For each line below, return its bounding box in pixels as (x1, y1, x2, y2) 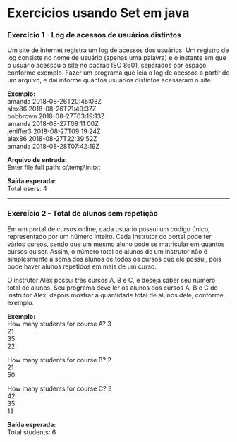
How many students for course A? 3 (7, 319, 111, 328)
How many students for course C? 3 (7, 384, 112, 393)
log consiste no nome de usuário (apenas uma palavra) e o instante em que (7, 54, 227, 62)
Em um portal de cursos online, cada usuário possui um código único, (7, 224, 210, 233)
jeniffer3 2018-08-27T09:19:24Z (7, 127, 101, 135)
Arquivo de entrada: (7, 156, 68, 164)
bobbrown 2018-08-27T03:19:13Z (7, 112, 105, 121)
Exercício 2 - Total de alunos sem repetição (7, 209, 159, 219)
